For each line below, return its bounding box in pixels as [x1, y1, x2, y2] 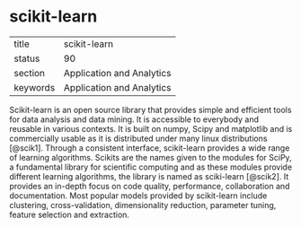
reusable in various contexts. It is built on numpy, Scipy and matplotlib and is [9, 123, 293, 134]
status [13, 52, 40, 65]
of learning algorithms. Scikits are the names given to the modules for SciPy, [9, 152, 292, 162]
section [13, 66, 46, 79]
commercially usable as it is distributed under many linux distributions [9, 133, 268, 144]
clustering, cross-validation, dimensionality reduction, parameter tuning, [9, 199, 277, 210]
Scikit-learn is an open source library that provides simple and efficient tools [9, 104, 292, 115]
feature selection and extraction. [9, 209, 130, 220]
